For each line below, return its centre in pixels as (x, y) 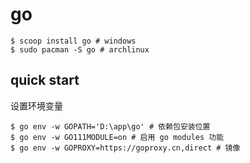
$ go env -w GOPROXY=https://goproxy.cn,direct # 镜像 (125, 148)
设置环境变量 (36, 105)
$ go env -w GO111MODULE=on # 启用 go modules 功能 (117, 137)
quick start (45, 80)
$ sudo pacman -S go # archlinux (80, 49)
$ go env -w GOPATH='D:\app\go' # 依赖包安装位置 (110, 126)
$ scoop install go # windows (73, 41)
